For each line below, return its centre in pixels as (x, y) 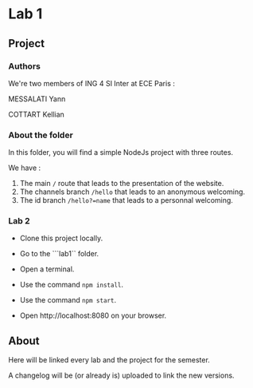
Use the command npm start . (68, 300)
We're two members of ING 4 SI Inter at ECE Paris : (91, 83)
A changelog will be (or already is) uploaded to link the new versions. (121, 375)
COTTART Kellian (37, 114)
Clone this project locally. (61, 238)
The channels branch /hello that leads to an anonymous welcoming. (132, 192)
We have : (25, 168)
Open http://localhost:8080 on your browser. (93, 315)
